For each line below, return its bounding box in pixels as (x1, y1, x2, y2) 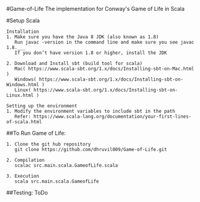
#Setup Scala (6, 17, 40, 24)
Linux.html (6, 92, 34, 98)
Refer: (14, 113, 32, 120)
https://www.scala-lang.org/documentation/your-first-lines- (33, 113, 191, 120)
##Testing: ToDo (6, 189, 48, 196)
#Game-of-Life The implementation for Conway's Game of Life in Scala (6, 5, 185, 12)
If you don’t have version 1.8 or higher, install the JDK (14, 50, 167, 56)
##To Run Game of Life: (6, 130, 66, 136)
